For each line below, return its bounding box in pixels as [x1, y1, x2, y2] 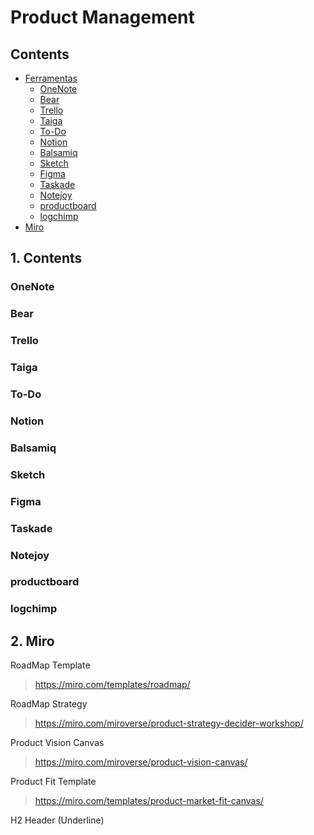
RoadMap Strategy [10, 698, 88, 710]
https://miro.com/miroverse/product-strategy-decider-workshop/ [34, 717, 304, 730]
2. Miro [10, 632, 55, 650]
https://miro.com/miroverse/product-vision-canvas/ [34, 756, 248, 768]
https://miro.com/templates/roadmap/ [34, 679, 191, 691]
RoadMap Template [10, 659, 91, 671]
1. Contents [10, 250, 83, 267]
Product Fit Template [10, 776, 97, 788]
